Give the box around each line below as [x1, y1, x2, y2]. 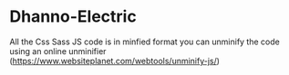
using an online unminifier [9, 45, 107, 56]
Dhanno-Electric [9, 6, 137, 27]
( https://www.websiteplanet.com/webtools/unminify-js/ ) [9, 55, 221, 66]
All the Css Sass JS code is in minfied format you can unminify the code [9, 36, 280, 47]
